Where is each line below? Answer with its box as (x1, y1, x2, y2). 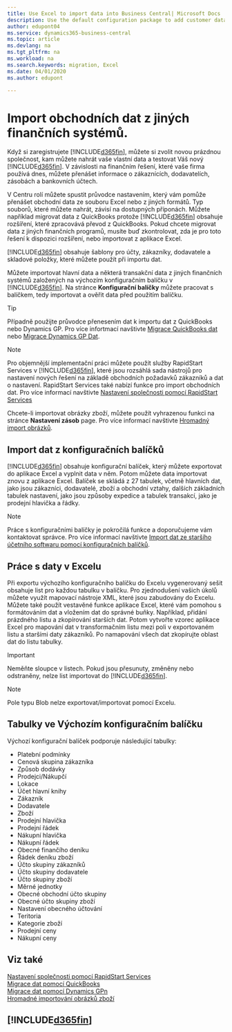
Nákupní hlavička (17, 831, 67, 839)
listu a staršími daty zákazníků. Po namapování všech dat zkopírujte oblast (7, 630, 219, 638)
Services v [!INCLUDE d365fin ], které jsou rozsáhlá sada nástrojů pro (7, 366, 202, 375)
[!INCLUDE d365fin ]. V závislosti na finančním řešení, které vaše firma (7, 162, 205, 171)
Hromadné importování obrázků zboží (7, 994, 115, 1002)
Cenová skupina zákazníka (17, 758, 94, 766)
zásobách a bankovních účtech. (7, 177, 98, 185)
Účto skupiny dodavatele (17, 867, 88, 876)
